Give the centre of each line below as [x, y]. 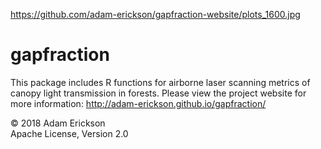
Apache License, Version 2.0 [69, 133]
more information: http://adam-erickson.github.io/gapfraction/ [138, 103]
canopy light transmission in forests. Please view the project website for [158, 93]
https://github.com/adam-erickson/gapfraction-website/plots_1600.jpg [155, 14]
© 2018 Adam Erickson [58, 123]
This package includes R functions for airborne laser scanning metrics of [160, 82]
